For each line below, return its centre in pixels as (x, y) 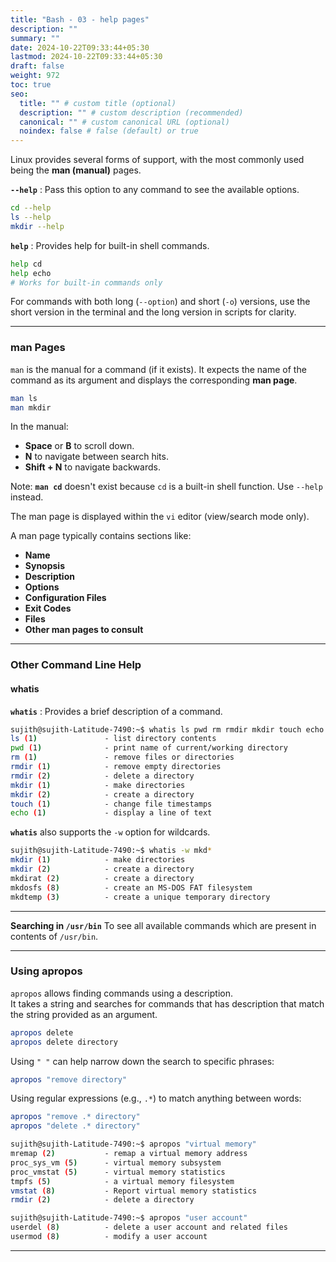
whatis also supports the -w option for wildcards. (110, 832)
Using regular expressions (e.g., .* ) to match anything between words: (156, 1098)
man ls (24, 398)
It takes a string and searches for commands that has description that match (167, 1003)
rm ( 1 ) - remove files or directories (122, 757)
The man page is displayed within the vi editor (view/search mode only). (160, 517)
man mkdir (31, 407)
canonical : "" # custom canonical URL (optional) (124, 122)
